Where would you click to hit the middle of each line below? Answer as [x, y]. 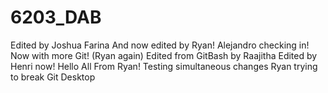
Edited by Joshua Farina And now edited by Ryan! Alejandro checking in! [160, 45]
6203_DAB [56, 17]
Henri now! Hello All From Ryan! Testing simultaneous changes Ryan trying [164, 66]
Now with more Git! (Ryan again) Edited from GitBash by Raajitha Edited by [164, 55]
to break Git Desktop [53, 77]
